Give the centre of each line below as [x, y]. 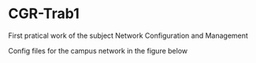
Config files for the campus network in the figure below [98, 50]
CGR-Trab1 [44, 14]
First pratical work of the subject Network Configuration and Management [128, 35]
